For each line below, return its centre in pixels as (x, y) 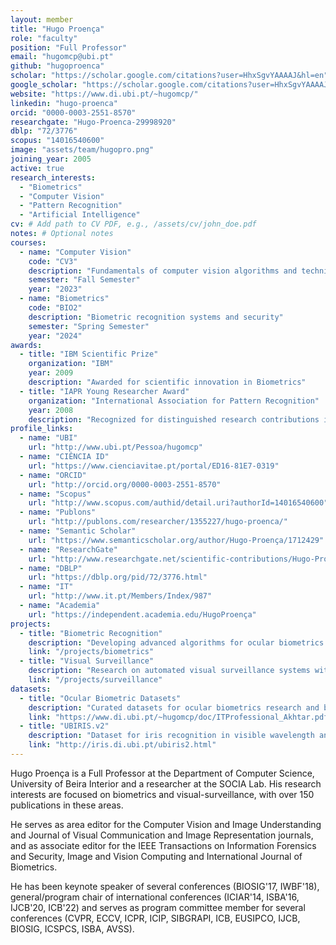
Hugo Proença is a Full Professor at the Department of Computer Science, (162, 773)
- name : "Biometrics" (64, 299)
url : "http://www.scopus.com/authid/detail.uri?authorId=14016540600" (178, 503)
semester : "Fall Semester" (84, 280)
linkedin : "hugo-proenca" (64, 103)
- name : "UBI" (48, 438)
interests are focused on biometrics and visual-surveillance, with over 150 (162, 794)
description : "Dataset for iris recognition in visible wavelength (171, 736)
